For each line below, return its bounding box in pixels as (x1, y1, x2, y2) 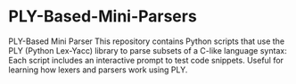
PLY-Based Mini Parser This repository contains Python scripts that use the (8, 36, 285, 46)
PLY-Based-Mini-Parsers (8, 6, 197, 27)
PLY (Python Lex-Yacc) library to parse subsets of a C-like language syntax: (8, 45, 287, 55)
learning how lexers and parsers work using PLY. (8, 64, 188, 75)
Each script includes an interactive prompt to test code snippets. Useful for (8, 55, 284, 65)
